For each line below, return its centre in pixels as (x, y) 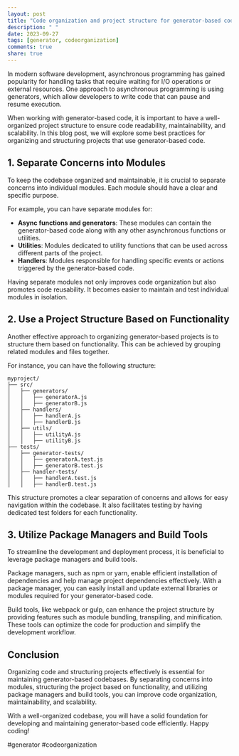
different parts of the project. (60, 252)
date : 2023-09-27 (33, 34)
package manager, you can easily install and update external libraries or (113, 588)
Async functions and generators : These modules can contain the (115, 223)
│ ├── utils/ (30, 428)
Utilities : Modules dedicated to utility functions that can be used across (122, 245)
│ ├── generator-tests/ (46, 453)
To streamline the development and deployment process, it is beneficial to (116, 552)
